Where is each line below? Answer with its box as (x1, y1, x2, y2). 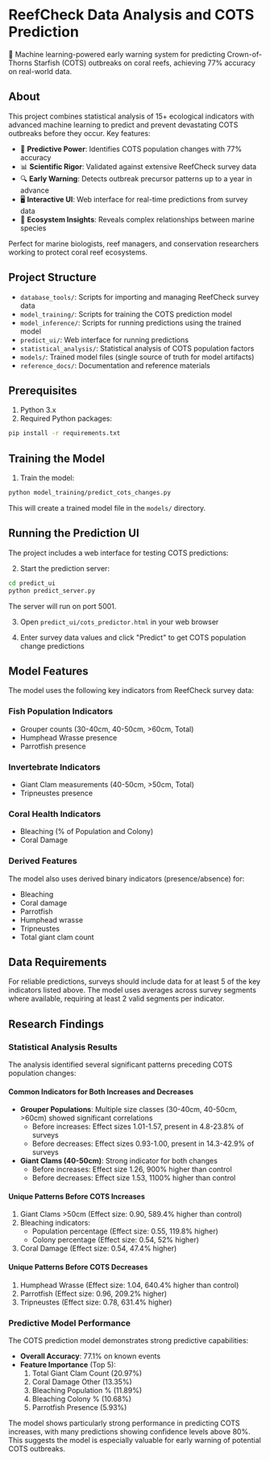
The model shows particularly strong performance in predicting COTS (8, 1418, 240, 1428)
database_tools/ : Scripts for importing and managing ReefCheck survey (19, 292, 260, 301)
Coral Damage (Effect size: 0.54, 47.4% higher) (19, 1243, 177, 1254)
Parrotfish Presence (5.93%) (31, 1402, 127, 1412)
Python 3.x (19, 405, 56, 415)
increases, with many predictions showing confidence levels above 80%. (8, 1426, 251, 1436)
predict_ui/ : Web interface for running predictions (19, 334, 189, 344)
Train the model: (19, 473, 75, 483)
